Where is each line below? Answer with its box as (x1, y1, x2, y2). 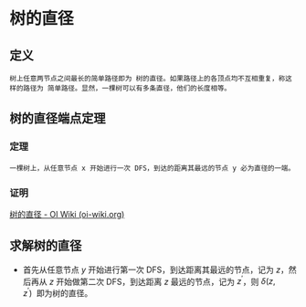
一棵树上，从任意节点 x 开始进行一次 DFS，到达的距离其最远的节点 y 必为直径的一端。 (9, 164, 295, 173)
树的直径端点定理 (9, 111, 106, 126)
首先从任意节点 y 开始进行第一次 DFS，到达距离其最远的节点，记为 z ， (22, 264, 290, 275)
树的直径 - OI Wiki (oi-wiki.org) (9, 208, 125, 219)
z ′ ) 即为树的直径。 (22, 286, 93, 299)
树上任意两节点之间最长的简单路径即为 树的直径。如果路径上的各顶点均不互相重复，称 (9, 74, 286, 83)
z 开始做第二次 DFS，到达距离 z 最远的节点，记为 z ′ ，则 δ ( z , (48, 274, 276, 287)
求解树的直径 (9, 238, 82, 254)
